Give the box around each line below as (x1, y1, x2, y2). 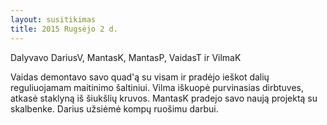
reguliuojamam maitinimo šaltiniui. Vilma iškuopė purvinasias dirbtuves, (10, 81, 305, 93)
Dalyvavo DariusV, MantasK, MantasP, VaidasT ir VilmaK (10, 51, 242, 63)
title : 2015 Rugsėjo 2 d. (10, 24, 118, 34)
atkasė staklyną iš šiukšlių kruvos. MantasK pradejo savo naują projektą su (10, 92, 318, 104)
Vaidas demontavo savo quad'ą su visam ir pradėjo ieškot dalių (10, 71, 270, 83)
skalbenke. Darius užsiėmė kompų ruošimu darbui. (10, 102, 219, 115)
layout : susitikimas (10, 14, 97, 25)
